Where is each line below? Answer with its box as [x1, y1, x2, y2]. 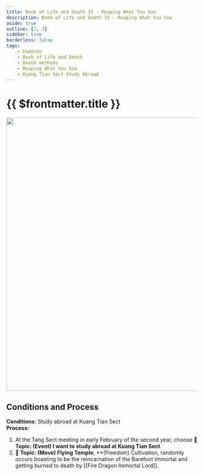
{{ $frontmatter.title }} [6, 97, 121, 111]
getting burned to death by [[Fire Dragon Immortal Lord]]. [15, 462, 159, 469]
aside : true [6, 20, 36, 26]
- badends [17, 49, 42, 55]
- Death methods [17, 60, 59, 66]
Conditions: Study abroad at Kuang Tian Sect [6, 418, 121, 425]
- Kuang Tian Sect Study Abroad [17, 71, 99, 77]
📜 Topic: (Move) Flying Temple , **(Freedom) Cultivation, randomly [15, 449, 185, 456]
